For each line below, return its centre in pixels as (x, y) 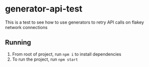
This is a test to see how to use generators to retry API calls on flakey (75, 22)
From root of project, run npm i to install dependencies (67, 54)
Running (18, 43)
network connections (26, 27)
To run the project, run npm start (45, 59)
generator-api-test (44, 9)
